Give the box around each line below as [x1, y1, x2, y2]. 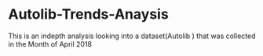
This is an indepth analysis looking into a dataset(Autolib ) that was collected [8, 31, 256, 40]
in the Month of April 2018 [8, 39, 93, 48]
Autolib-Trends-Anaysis [8, 5, 169, 23]
